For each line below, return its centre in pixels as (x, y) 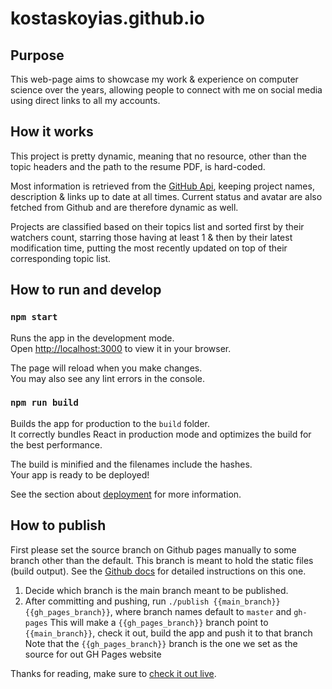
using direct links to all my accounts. (85, 100)
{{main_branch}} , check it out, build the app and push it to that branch (168, 633)
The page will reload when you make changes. (106, 368)
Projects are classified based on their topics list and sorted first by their (157, 226)
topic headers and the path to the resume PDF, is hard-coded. (138, 166)
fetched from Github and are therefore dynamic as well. (124, 207)
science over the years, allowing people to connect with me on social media (166, 90)
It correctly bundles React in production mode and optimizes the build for (161, 434)
